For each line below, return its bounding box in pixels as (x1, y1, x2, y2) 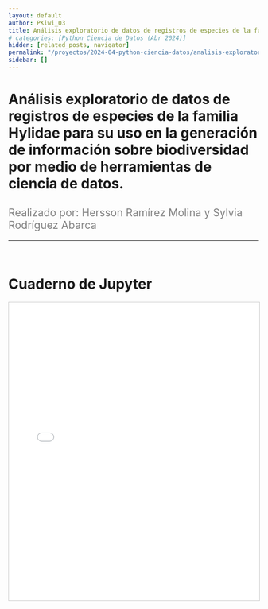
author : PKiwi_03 (8, 19, 66, 27)
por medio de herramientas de (8, 158, 212, 176)
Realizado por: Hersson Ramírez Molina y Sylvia (8, 206, 243, 219)
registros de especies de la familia (8, 107, 239, 126)
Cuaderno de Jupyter (8, 275, 153, 293)
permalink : (8, 48, 45, 56)
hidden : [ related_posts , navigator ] (8, 41, 130, 49)
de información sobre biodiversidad (8, 141, 249, 159)
